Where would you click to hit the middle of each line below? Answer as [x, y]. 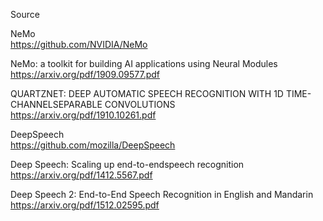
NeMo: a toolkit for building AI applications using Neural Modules [144, 63]
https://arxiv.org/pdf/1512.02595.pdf [85, 205]
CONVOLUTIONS [140, 104]
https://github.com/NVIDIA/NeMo [79, 44]
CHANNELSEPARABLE [56, 104]
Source [25, 14]
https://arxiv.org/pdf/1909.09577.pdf [85, 74]
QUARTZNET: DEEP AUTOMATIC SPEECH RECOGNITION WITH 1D [147, 93]
